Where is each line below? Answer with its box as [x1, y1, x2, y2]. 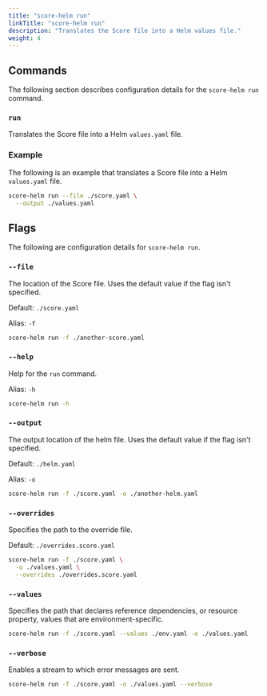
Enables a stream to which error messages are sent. [8, 665, 180, 674]
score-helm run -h [8, 399, 70, 408]
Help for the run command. [8, 369, 98, 378]
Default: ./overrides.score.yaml [8, 541, 116, 550]
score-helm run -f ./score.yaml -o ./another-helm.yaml [8, 490, 198, 498]
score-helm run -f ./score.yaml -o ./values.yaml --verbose [8, 681, 213, 689]
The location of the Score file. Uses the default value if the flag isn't [8, 278, 231, 288]
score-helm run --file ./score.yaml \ [8, 191, 137, 200]
